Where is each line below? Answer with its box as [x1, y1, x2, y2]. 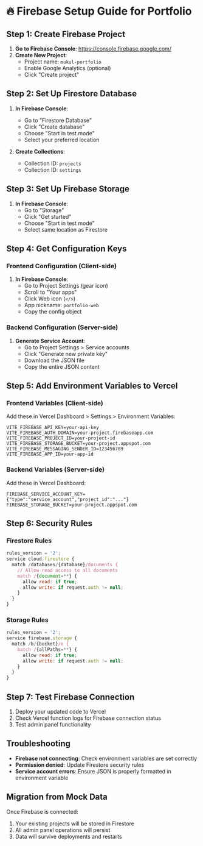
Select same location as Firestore [24, 226, 108, 233]
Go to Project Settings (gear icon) [24, 282, 108, 290]
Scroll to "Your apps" [24, 288, 77, 296]
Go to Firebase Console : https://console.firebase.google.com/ [15, 45, 172, 52]
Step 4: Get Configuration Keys [6, 244, 127, 254]
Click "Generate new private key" [24, 350, 108, 357]
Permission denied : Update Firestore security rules [15, 761, 145, 769]
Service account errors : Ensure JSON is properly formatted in [15, 767, 171, 775]
